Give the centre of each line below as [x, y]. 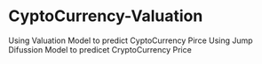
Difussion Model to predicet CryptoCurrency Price [100, 49]
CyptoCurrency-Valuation [106, 16]
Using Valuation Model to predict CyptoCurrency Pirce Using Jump [131, 40]
